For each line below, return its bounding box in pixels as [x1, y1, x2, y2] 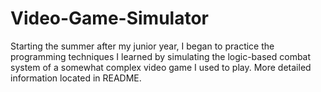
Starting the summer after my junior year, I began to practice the [10, 40, 275, 52]
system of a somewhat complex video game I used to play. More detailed [10, 61, 312, 73]
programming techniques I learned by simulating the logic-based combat [10, 50, 312, 62]
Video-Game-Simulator [10, 7, 209, 30]
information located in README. [10, 72, 142, 84]
